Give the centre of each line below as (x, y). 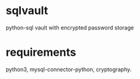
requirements (41, 52)
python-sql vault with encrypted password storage (70, 28)
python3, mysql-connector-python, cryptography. (69, 69)
